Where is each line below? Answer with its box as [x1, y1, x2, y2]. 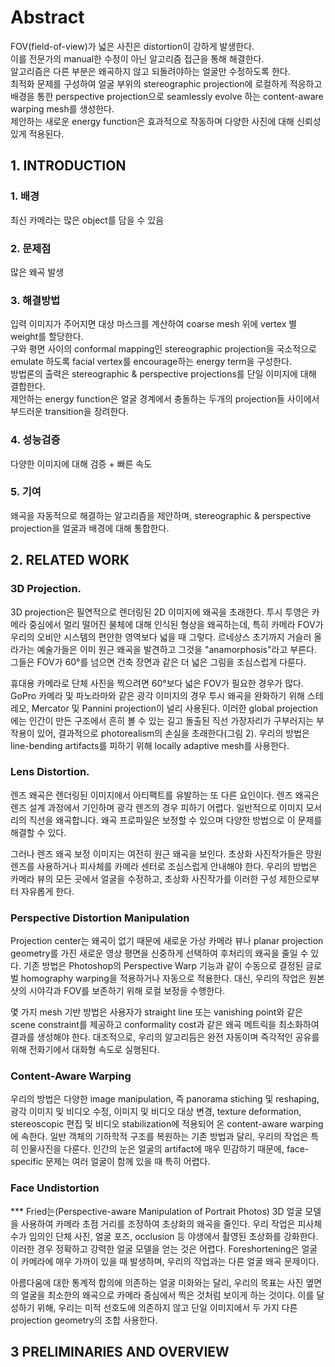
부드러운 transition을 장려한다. [10, 406, 130, 418]
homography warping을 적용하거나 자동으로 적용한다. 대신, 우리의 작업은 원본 [20, 972, 325, 985]
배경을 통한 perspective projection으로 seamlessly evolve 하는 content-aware [10, 90, 324, 102]
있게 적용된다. [10, 127, 65, 140]
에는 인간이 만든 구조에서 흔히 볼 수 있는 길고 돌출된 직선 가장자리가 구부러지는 [10, 714, 315, 726]
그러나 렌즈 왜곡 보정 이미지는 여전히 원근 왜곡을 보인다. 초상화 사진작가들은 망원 [10, 847, 323, 860]
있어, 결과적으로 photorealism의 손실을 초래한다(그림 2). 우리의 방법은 [36, 727, 310, 739]
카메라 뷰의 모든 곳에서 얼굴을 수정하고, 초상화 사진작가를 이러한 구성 [10, 872, 277, 885]
